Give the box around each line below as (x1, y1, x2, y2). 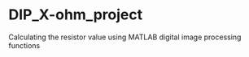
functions (8, 40, 41, 50)
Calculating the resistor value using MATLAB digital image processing (8, 32, 242, 42)
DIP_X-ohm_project (8, 6, 143, 24)
